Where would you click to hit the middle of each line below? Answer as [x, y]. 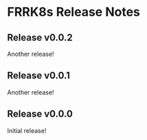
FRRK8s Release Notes [74, 12]
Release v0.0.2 [40, 38]
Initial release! [27, 130]
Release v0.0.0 [40, 114]
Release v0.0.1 [39, 76]
